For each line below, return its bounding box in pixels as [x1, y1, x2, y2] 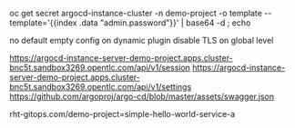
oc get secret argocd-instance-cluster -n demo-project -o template [9, 8, 262, 18]
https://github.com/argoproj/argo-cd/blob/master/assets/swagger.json [9, 91, 275, 102]
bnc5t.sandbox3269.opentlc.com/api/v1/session [9, 63, 191, 73]
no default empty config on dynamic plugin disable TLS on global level [9, 35, 274, 45]
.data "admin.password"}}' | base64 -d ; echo [78, 17, 251, 28]
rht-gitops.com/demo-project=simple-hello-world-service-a [9, 109, 236, 119]
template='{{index [9, 17, 77, 28]
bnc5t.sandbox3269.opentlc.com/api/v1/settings [9, 82, 192, 92]
